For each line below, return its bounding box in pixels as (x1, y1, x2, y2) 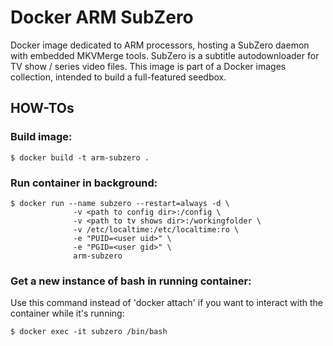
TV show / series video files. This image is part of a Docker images (10, 60, 287, 72)
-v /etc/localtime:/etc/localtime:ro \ (73, 224, 240, 235)
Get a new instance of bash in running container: (10, 274, 252, 288)
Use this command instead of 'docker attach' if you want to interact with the (10, 297, 323, 309)
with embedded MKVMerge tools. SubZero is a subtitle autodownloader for (10, 49, 320, 61)
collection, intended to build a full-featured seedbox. (10, 71, 227, 83)
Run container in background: (10, 176, 158, 190)
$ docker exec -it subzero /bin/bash (10, 327, 168, 337)
